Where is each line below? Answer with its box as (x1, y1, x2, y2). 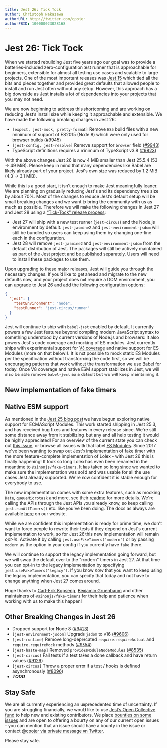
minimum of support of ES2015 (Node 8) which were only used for (12, 132, 148, 138)
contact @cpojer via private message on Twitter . (5, 728, 104, 734)
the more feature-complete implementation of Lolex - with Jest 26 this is (5, 453, 154, 459)
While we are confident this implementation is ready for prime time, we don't (5, 520, 162, 526)
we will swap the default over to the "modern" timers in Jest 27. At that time (5, 556, 160, 562)
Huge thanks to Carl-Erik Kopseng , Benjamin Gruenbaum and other (5, 587, 143, 593)
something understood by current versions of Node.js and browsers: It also (5, 334, 159, 340)
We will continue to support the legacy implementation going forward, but (5, 551, 156, 557)
